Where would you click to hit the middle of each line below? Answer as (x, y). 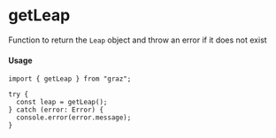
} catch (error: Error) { (56, 110)
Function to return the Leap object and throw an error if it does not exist (138, 40)
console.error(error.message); (74, 118)
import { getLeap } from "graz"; (70, 79)
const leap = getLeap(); (62, 103)
